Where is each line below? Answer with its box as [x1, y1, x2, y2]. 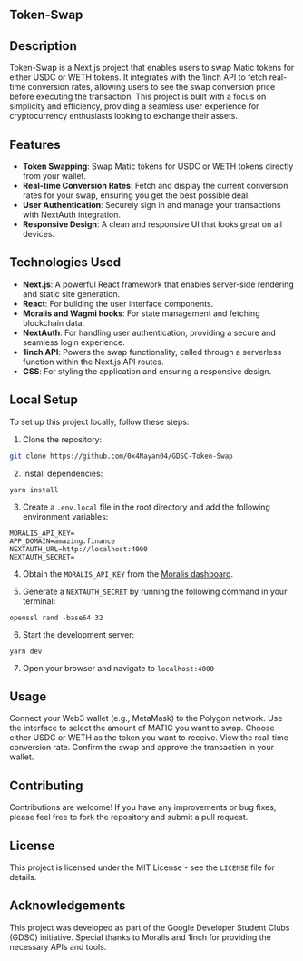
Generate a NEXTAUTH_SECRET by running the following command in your [22, 586, 288, 597]
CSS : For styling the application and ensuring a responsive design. [22, 365, 272, 376]
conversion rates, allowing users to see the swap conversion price [27, 82, 276, 93]
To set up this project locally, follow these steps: [9, 416, 190, 427]
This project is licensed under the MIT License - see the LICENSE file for [9, 862, 275, 873]
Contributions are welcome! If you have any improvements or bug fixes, [9, 802, 277, 813]
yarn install [9, 485, 59, 494]
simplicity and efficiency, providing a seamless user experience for [9, 101, 259, 112]
